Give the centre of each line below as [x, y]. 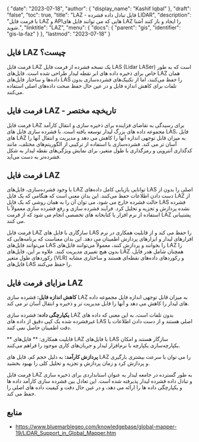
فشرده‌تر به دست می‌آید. [34, 156]
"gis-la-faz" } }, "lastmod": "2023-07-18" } [59, 34]
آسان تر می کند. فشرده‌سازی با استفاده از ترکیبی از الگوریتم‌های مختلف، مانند [92, 144]
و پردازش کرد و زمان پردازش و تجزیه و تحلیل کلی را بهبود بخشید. [78, 363]
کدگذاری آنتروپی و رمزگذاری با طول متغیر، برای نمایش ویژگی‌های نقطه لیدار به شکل [99, 150]
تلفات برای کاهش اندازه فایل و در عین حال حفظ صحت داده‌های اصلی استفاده [92, 86]
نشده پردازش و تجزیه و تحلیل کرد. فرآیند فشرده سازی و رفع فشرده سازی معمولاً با [98, 209]
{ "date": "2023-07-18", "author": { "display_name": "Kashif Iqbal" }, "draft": [99, 9]
